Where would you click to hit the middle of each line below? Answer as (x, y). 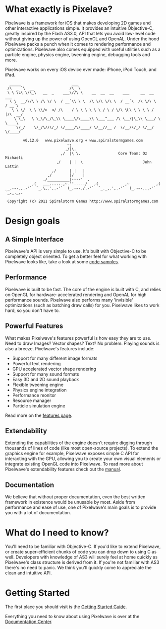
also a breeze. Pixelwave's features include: (50, 348)
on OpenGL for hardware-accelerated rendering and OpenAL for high (76, 295)
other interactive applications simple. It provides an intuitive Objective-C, (80, 28)
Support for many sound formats (46, 374)
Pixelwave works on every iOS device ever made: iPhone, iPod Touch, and (81, 69)
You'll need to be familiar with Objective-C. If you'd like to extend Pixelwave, (83, 547)
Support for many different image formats (55, 358)
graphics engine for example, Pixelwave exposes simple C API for (72, 454)
